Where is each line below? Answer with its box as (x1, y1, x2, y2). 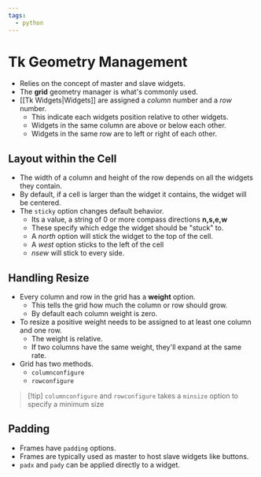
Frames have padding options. (19, 443, 116, 453)
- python (15, 19, 44, 27)
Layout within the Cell (8, 151, 117, 166)
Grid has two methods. (19, 360, 94, 369)
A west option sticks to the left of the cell (31, 240, 164, 249)
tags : (8, 11, 26, 20)
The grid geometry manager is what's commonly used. (19, 88, 198, 97)
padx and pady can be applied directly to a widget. (19, 460, 181, 469)
